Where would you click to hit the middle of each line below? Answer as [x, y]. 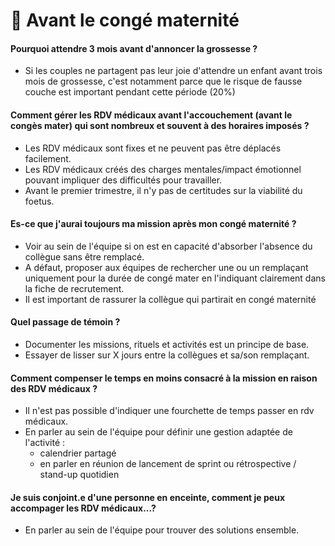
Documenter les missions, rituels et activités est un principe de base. [167, 344]
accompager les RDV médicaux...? [83, 508]
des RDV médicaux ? [54, 388]
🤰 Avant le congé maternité [125, 20]
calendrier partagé [78, 453]
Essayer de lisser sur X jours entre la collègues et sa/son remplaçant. [167, 355]
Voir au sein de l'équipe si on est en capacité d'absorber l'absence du [168, 246]
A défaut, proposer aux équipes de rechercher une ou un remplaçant [166, 267]
